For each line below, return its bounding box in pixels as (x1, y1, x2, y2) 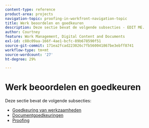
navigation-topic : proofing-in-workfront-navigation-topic (5, 16, 128, 21)
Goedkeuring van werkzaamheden (12, 107, 82, 113)
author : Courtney (5, 30, 40, 34)
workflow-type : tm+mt (5, 48, 49, 52)
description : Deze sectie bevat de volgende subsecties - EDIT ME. (5, 25, 145, 30)
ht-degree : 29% (5, 57, 36, 62)
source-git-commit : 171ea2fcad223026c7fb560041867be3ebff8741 (5, 43, 134, 48)
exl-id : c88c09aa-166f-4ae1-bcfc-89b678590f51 (5, 39, 101, 44)
